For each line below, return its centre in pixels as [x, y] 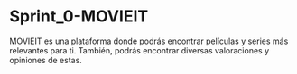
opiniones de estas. [46, 60]
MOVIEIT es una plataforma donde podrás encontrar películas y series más [149, 41]
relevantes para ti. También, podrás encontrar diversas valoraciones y [139, 50]
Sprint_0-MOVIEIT [79, 16]
